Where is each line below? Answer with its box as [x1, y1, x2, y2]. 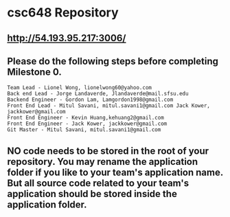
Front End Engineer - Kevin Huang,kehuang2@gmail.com [7, 115, 165, 122]
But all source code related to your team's [7, 177, 189, 189]
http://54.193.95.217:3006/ [7, 32, 126, 44]
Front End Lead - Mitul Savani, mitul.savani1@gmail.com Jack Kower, [7, 102, 211, 109]
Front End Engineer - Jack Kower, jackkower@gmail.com [7, 120, 168, 128]
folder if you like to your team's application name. [7, 166, 223, 178]
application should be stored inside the [7, 187, 177, 200]
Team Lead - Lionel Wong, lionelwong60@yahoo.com [7, 84, 152, 91]
